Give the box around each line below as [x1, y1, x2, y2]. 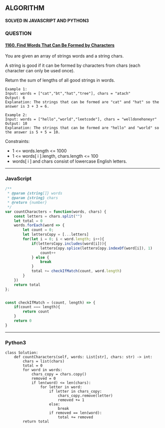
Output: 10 [5, 121, 27, 126]
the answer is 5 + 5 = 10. [5, 130, 60, 135]
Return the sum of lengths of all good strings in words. [5, 77, 115, 83]
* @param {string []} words [7, 191, 63, 196]
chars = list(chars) [23, 359, 65, 364]
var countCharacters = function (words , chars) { [5, 209, 107, 214]
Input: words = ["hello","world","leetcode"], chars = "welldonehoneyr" [5, 117, 157, 122]
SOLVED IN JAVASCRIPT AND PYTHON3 [5, 17, 89, 24]
